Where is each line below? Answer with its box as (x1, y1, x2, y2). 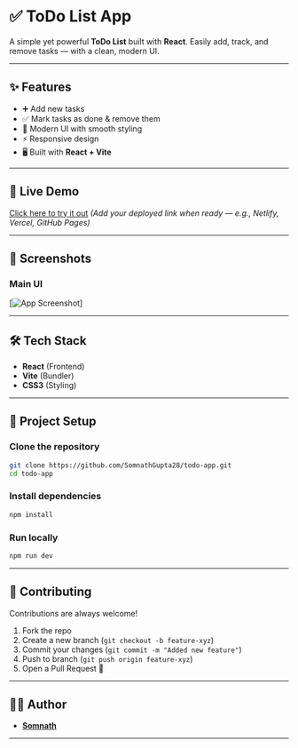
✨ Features (9, 80, 72, 95)
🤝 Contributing (9, 585, 92, 600)
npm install (9, 510, 53, 519)
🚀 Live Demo (9, 184, 80, 199)
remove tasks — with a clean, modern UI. (9, 45, 160, 56)
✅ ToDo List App (9, 6, 132, 27)
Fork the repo (21, 625, 73, 636)
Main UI (9, 277, 43, 290)
